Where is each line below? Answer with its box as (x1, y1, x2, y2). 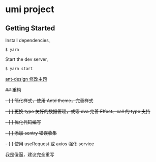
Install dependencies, (5, 37, 50, 43)
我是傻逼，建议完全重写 (5, 151, 54, 157)
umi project (5, 4, 54, 15)
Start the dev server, (5, 56, 48, 62)
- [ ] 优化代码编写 (5, 119, 42, 125)
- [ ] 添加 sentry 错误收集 (5, 129, 57, 136)
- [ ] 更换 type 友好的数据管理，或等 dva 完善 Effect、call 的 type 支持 (5, 108, 151, 114)
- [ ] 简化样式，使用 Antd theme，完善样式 (5, 98, 93, 104)
